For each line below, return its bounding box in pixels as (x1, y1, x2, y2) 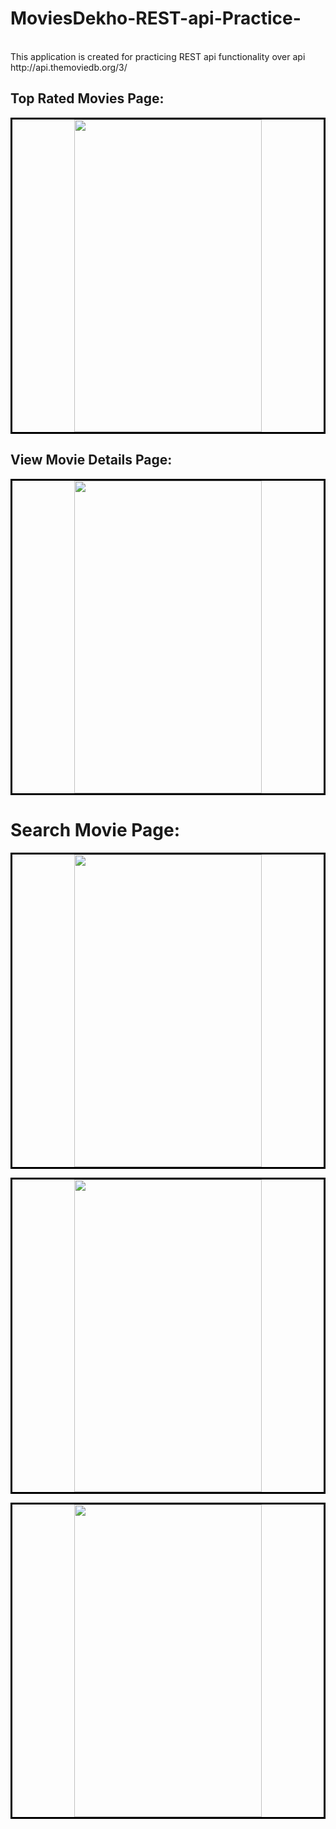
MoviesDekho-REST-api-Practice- (10, 7, 302, 30)
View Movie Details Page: (10, 452, 173, 469)
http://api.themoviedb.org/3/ (10, 61, 128, 73)
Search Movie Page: (10, 818, 181, 841)
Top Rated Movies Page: (10, 90, 165, 107)
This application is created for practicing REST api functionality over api (10, 50, 306, 62)
